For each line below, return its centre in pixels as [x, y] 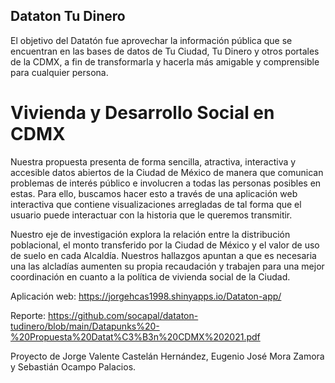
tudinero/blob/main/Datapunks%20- [85, 326]
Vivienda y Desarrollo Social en [142, 113]
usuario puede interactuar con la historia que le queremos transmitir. [151, 215]
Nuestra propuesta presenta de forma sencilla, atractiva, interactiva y [153, 161]
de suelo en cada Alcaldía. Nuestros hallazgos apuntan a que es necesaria [163, 255]
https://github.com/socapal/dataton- [123, 315]
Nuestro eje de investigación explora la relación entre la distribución [150, 234]
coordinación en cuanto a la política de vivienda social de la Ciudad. [150, 276]
